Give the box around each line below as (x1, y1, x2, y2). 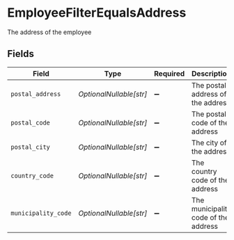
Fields (7, 48, 35, 60)
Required (154, 68, 185, 78)
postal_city (10, 143, 51, 151)
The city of (191, 138, 228, 147)
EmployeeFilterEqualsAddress (7, 5, 187, 21)
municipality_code (10, 209, 72, 217)
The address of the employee (7, 28, 92, 36)
